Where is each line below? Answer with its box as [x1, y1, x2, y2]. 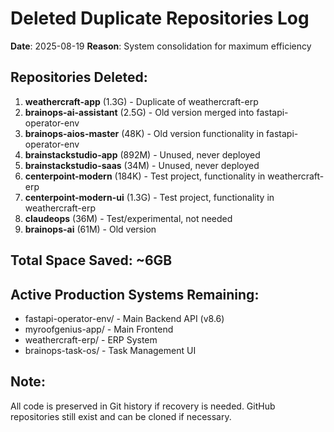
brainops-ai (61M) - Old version [24, 223, 157, 235]
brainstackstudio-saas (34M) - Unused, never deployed [24, 159, 260, 171]
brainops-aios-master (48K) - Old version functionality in [24, 127, 265, 139]
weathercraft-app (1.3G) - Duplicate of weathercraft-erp [24, 95, 259, 107]
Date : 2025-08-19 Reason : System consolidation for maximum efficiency [10, 40, 312, 52]
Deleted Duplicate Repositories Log [10, 7, 310, 30]
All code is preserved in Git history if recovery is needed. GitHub [10, 400, 276, 412]
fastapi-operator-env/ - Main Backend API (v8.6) [24, 312, 225, 324]
